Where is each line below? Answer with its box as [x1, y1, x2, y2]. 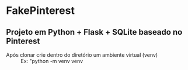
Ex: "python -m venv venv [20, 58, 83, 64]
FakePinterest [6, 4, 75, 17]
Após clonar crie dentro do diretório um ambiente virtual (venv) [6, 51, 158, 58]
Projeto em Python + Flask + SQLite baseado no [6, 27, 183, 37]
